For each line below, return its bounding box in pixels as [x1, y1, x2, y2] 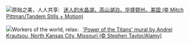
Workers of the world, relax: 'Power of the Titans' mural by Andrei [12, 26, 172, 33]
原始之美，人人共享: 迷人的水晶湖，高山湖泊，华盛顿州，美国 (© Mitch [12, 6, 184, 13]
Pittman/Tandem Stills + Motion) [6, 13, 84, 20]
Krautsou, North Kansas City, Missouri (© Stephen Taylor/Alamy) [6, 32, 163, 39]
